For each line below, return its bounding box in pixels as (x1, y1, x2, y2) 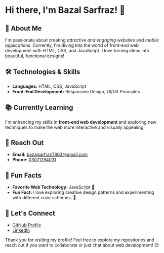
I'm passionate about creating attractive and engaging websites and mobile (5, 37, 159, 43)
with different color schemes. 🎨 (12, 195, 77, 201)
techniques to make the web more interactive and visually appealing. (5, 124, 145, 130)
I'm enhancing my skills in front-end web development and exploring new (5, 119, 157, 125)
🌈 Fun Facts (5, 171, 42, 180)
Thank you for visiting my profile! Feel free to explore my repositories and (5, 237, 155, 243)
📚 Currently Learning (5, 104, 73, 112)
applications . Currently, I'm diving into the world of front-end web (5, 42, 139, 48)
